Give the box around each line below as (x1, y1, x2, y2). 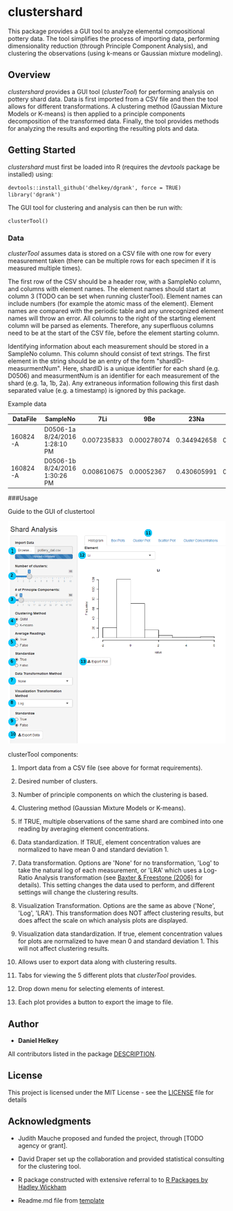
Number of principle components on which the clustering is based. (17, 791, 209, 799)
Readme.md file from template (17, 1196, 104, 1204)
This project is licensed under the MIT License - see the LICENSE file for (8, 1088, 214, 1096)
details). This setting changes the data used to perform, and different (17, 881, 215, 889)
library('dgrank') (8, 191, 61, 198)
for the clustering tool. (17, 1162, 82, 1170)
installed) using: (8, 170, 54, 178)
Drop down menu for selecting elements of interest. (17, 985, 165, 993)
